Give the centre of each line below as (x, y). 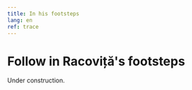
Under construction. (36, 80)
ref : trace (23, 27)
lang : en (20, 20)
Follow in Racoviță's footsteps (96, 61)
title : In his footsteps (43, 14)
